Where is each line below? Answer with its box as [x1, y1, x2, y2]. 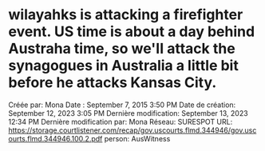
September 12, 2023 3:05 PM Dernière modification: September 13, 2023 [8, 108, 249, 117]
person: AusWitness [104, 133, 171, 143]
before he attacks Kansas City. [8, 74, 217, 92]
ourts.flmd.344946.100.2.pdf [8, 133, 103, 143]
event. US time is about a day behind [8, 22, 255, 41]
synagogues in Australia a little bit [8, 57, 239, 75]
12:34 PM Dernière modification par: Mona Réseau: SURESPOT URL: [8, 117, 233, 126]
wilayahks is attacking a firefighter [8, 6, 243, 24]
